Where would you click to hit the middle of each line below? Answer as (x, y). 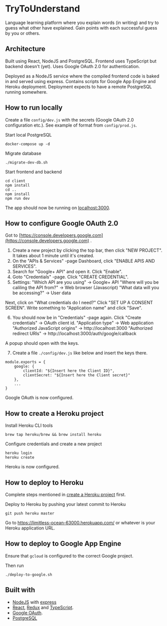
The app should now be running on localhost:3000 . (58, 208)
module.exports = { (25, 362)
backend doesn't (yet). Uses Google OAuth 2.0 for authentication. (73, 66)
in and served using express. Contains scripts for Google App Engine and (81, 81)
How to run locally (34, 108)
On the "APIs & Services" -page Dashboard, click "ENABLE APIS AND (84, 261)
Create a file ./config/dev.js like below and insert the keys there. (80, 353)
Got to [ (13, 235)
